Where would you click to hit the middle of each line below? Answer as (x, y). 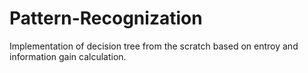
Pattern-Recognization (106, 18)
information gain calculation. (68, 56)
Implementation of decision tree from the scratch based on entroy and (154, 46)
